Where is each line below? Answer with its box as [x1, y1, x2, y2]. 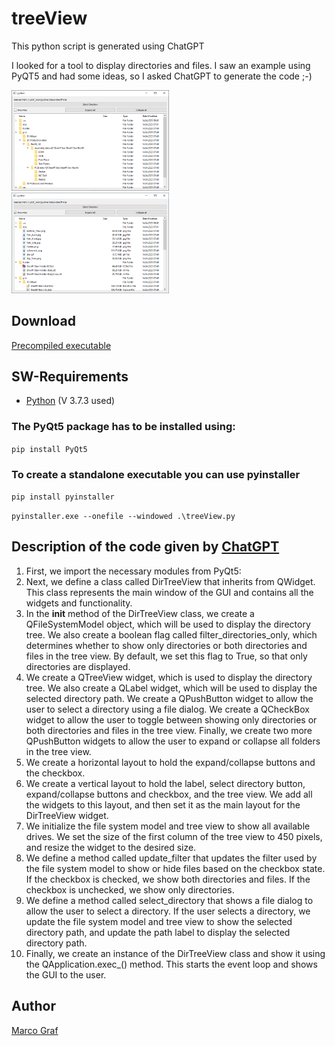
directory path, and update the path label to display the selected [25, 926, 291, 938]
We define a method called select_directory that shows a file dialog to [25, 894, 314, 906]
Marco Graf [11, 1024, 59, 1036]
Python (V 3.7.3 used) [25, 395, 116, 407]
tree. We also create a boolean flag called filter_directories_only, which [25, 628, 318, 641]
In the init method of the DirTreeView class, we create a [25, 607, 255, 619]
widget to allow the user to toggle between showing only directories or [25, 713, 318, 726]
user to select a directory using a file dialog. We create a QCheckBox [25, 703, 310, 715]
